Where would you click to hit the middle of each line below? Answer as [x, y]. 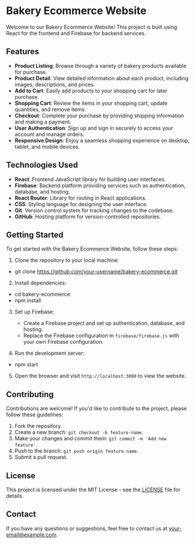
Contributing [30, 394]
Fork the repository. [38, 426]
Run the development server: [49, 353]
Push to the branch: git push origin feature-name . [76, 451]
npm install [28, 300]
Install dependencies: [40, 283]
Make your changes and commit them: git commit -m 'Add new [90, 439]
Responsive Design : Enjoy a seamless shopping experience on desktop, [102, 140]
